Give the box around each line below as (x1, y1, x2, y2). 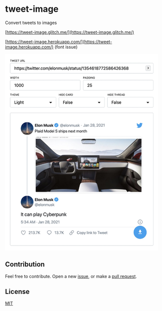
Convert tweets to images (5, 20, 57, 26)
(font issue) (54, 44, 78, 50)
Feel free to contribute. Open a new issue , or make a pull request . (5, 273, 137, 279)
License (5, 287, 30, 296)
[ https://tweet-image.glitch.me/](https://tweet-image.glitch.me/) (5, 29, 135, 35)
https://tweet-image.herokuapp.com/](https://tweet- (6, 38, 113, 45)
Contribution (5, 260, 45, 269)
